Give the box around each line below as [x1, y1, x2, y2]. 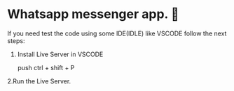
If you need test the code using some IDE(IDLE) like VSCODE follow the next [7, 29, 227, 38]
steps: [7, 36, 25, 44]
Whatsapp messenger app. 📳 [7, 6, 179, 22]
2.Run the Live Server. [7, 76, 71, 85]
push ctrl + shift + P [17, 63, 75, 72]
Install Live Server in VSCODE [17, 50, 104, 58]
